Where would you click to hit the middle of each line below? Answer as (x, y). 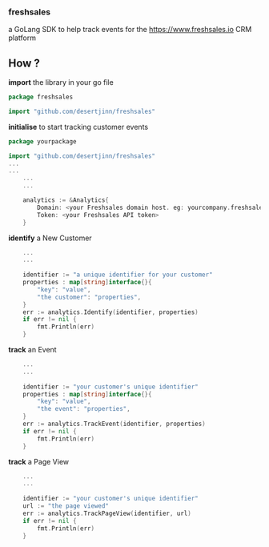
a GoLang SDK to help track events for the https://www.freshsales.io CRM (130, 30)
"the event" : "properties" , (84, 409)
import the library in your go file (61, 82)
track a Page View (39, 461)
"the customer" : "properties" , (89, 297)
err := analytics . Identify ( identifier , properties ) (110, 312)
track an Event (33, 350)
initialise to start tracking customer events (78, 127)
